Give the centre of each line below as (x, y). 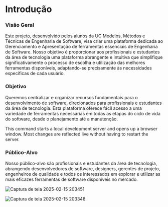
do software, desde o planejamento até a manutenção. (61, 119)
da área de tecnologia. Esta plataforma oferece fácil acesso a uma (73, 108)
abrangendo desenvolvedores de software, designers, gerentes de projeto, (83, 169)
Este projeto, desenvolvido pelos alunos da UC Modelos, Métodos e (75, 36)
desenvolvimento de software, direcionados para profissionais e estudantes (83, 103)
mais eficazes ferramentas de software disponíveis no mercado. (71, 179)
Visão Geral (20, 25)
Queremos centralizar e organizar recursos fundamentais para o (71, 97)
